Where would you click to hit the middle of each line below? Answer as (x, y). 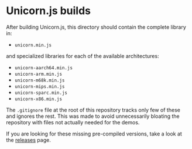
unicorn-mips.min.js (40, 86)
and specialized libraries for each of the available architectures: (83, 56)
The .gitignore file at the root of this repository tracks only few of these (93, 110)
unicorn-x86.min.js (38, 99)
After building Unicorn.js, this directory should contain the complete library (96, 27)
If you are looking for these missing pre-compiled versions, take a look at (94, 134)
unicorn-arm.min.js (38, 74)
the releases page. (28, 140)
